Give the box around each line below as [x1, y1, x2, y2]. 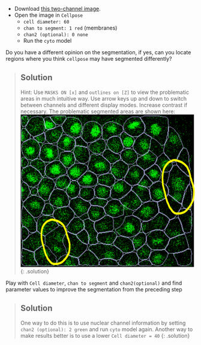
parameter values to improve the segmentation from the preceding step [5, 286, 182, 293]
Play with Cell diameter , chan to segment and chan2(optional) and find [5, 279, 182, 287]
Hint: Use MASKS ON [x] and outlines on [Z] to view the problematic [20, 89, 190, 96]
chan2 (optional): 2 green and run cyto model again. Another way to [20, 325, 193, 333]
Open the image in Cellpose [14, 11, 83, 19]
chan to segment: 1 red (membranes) [23, 24, 118, 31]
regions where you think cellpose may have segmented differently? [5, 55, 172, 62]
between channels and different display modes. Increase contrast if [20, 101, 187, 108]
